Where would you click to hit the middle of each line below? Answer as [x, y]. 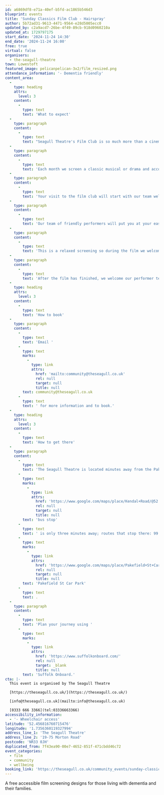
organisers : [17, 55]
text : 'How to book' [43, 315]
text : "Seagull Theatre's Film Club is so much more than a [85, 142]
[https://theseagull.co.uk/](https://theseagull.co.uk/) [69, 693]
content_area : [20, 78]
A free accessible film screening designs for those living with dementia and [81, 783]
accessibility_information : [34, 715]
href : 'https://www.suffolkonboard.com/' [78, 656]
